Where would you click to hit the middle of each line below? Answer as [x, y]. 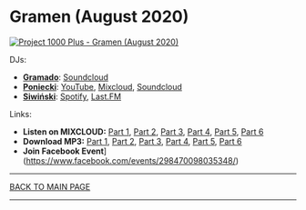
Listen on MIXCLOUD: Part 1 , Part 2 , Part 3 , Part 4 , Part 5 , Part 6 [143, 131]
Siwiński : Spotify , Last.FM [71, 96]
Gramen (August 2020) [99, 17]
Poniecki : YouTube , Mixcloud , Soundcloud [102, 86]
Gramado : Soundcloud [66, 77]
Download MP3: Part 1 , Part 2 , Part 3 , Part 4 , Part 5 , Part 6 [133, 141]
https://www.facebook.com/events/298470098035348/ [131, 160]
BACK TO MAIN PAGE [50, 186]
